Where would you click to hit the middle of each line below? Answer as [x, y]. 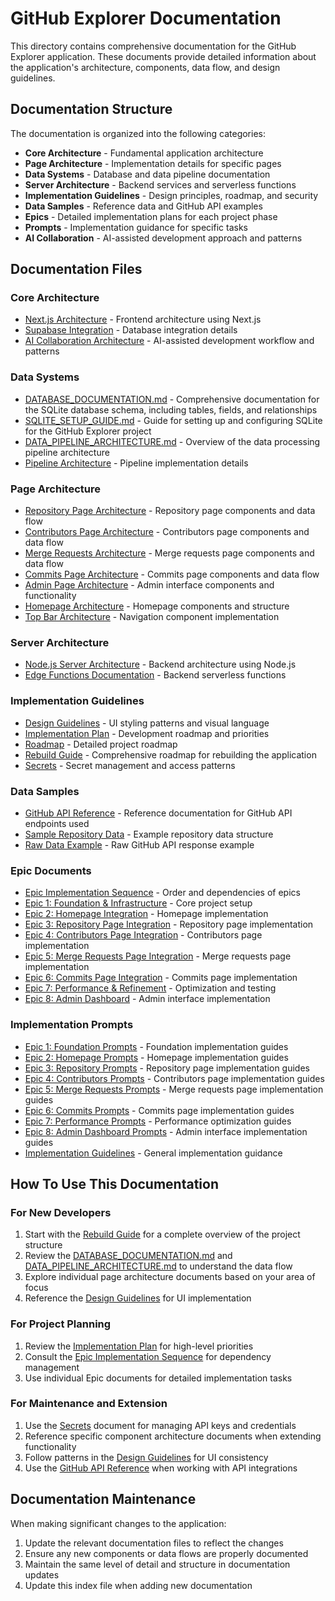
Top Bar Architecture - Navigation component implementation [152, 617]
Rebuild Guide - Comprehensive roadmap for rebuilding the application [170, 754]
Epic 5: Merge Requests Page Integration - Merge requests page [158, 956]
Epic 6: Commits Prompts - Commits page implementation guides [159, 1110]
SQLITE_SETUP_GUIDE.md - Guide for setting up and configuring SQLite [173, 420]
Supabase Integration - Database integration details [131, 330]
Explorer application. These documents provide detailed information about [163, 56]
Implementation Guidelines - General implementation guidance [153, 1153]
